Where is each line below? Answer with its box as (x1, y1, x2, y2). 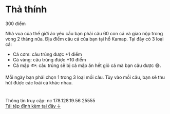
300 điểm (5, 20, 26, 27)
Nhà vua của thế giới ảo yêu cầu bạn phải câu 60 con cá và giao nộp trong (5, 30, 163, 36)
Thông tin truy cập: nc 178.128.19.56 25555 (5, 98, 96, 104)
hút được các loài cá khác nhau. (5, 79, 73, 85)
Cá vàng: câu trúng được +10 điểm (12, 56, 86, 62)
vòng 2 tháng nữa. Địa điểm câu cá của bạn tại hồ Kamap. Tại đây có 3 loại (5, 36, 164, 42)
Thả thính (5, 4, 47, 15)
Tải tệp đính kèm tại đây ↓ (5, 103, 61, 109)
